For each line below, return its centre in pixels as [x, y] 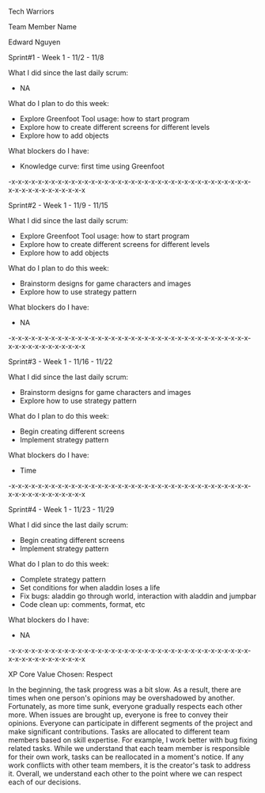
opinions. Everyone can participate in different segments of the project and [131, 723]
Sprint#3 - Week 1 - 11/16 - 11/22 [61, 362]
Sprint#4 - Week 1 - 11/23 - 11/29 [61, 509]
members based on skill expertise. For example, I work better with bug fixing [133, 740]
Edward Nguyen [34, 42]
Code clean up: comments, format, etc [82, 604]
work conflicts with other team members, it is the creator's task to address [129, 765]
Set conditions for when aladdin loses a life [90, 588]
